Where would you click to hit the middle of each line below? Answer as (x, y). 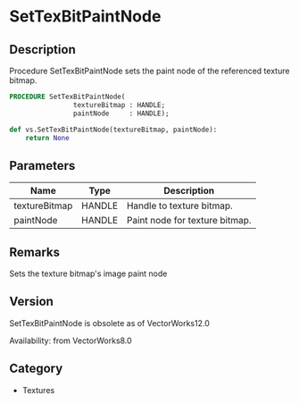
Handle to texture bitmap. (180, 206)
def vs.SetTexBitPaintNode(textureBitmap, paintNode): (113, 130)
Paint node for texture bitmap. (189, 221)
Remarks (35, 252)
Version (31, 302)
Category (36, 369)
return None (47, 138)
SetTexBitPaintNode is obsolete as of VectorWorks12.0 (109, 323)
